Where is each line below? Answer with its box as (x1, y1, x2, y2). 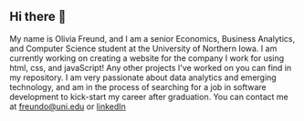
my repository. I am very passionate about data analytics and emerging (9, 72, 277, 83)
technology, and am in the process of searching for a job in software (9, 81, 267, 92)
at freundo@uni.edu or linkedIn (9, 101, 126, 112)
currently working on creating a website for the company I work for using (9, 52, 285, 64)
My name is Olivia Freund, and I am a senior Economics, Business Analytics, (9, 33, 296, 44)
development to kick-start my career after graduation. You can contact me (9, 91, 289, 102)
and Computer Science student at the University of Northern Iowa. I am (9, 43, 278, 54)
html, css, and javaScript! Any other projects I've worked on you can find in (9, 62, 292, 73)
